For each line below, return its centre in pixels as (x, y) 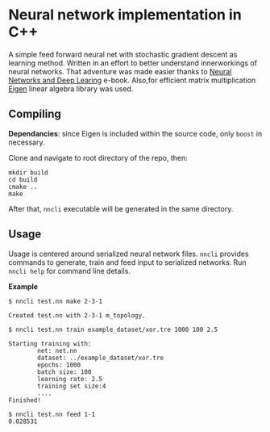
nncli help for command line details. (70, 271)
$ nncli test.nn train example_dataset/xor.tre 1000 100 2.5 (113, 329)
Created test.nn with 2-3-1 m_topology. (77, 315)
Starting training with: (50, 344)
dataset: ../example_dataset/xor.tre (100, 358)
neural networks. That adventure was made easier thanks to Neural (120, 71)
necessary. (27, 142)
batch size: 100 (64, 372)
